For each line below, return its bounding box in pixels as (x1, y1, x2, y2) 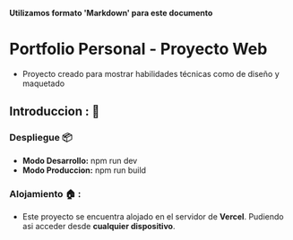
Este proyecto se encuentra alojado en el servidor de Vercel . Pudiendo (22, 210, 284, 222)
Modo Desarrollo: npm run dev (22, 155, 138, 166)
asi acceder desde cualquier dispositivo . (22, 220, 176, 231)
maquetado (22, 78, 65, 89)
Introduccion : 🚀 (9, 104, 100, 119)
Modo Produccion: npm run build (22, 165, 146, 176)
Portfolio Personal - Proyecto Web (9, 39, 268, 59)
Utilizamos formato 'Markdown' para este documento (9, 8, 213, 18)
